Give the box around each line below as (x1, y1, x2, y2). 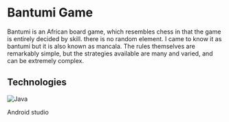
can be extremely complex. (7, 56, 85, 64)
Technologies (7, 77, 67, 88)
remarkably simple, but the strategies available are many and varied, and (7, 49, 213, 58)
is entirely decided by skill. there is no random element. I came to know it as (7, 34, 222, 42)
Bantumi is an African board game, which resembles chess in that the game (7, 27, 221, 36)
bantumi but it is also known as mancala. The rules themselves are (7, 42, 196, 50)
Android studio (7, 108, 50, 116)
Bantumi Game (7, 5, 94, 21)
